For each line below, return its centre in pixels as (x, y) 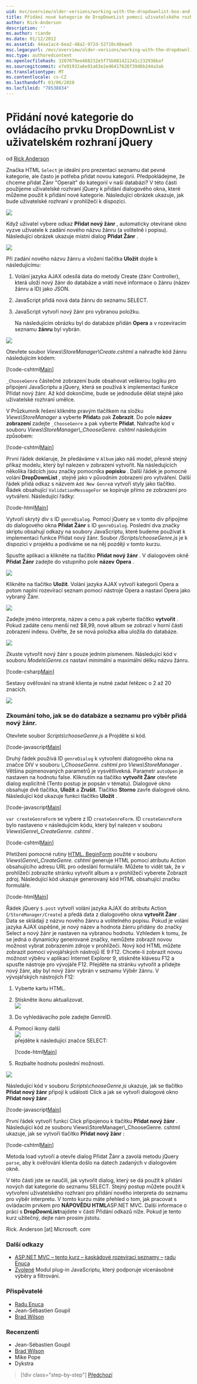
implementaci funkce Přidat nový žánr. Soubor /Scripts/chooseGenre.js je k (97, 538)
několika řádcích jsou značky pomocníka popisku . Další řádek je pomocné (97, 471)
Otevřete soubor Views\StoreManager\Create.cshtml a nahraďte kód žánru (96, 351)
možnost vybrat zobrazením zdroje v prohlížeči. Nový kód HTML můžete (94, 946)
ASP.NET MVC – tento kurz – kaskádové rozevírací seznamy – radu (95, 1257)
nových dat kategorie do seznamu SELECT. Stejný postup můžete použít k (96, 1187)
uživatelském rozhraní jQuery (80, 142)
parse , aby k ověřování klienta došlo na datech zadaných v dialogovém (91, 1163)
